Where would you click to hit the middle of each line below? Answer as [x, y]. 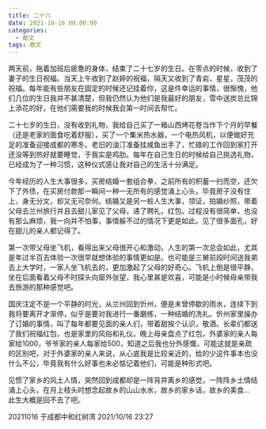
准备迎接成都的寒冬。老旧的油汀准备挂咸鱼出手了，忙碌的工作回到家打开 [140, 145]
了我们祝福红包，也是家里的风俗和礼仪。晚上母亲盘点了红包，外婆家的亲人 [129, 334]
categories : [28, 30]
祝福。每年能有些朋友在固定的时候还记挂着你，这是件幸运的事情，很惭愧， [129, 89]
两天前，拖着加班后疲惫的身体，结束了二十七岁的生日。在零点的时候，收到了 [133, 69]
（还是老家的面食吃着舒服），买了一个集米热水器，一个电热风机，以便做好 [128, 135]
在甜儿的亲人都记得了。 [46, 231]
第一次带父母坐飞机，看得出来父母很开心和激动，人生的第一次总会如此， [126, 248]
